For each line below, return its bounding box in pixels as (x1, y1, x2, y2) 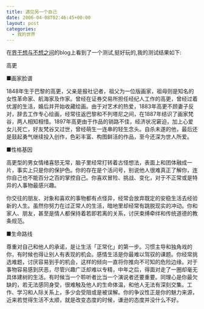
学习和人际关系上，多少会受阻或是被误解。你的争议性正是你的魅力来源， (16, 289, 198, 296)
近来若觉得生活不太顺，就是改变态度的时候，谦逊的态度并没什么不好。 (6, 296, 182, 304)
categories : (6, 25, 36, 32)
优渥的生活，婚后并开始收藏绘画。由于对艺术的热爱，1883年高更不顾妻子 (6, 103, 189, 110)
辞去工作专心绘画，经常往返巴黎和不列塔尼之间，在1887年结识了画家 (16, 110, 188, 118)
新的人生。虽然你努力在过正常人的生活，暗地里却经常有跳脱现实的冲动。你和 (6, 202, 198, 209)
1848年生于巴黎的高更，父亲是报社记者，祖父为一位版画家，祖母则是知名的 (6, 87, 194, 95)
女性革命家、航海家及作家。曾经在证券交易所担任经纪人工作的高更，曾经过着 (6, 95, 198, 103)
